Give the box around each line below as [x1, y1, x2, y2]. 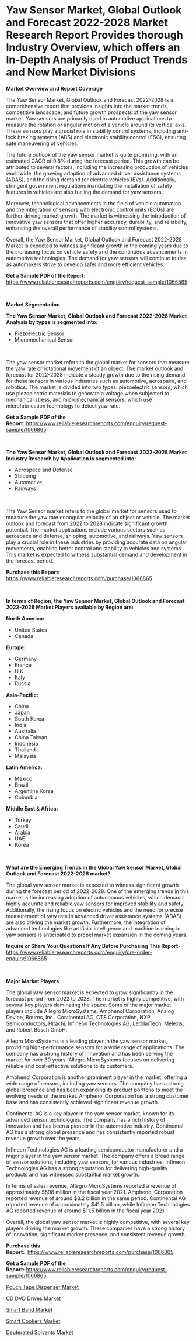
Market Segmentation [6, 301, 60, 308]
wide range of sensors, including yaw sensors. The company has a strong [6, 1080, 184, 1087]
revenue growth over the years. [6, 1135, 82, 1142]
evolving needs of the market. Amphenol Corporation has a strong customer [6, 1092, 190, 1099]
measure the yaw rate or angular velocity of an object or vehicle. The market [6, 513, 190, 520]
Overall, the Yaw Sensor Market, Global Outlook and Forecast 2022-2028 [6, 236, 182, 243]
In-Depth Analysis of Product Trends [6, 53, 188, 67]
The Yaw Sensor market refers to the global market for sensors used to [6, 507, 177, 515]
